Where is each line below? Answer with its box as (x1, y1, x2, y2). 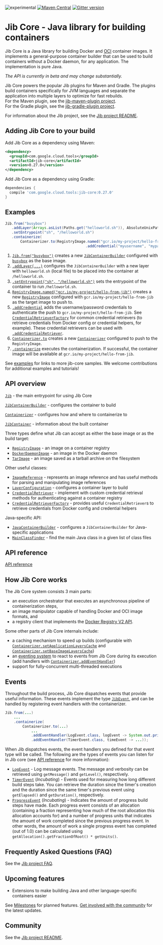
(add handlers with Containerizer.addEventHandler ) (12, 658, 115, 664)
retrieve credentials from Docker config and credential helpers (12, 505, 137, 511)
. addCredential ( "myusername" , (85, 244, 147, 249)
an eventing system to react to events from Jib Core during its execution (12, 653, 157, 659)
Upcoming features (5, 875, 65, 883)
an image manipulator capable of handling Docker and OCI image (12, 608, 143, 614)
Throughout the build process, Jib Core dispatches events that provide (5, 691, 147, 696)
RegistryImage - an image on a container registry (12, 445, 110, 451)
